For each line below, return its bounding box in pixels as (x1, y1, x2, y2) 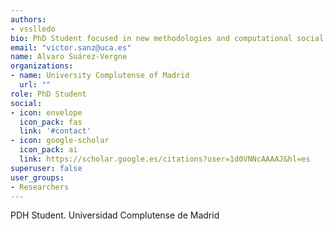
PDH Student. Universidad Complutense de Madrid (10, 209, 220, 221)
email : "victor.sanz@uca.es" (10, 42, 132, 53)
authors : (10, 14, 47, 25)
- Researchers (10, 182, 70, 192)
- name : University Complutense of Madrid (10, 71, 190, 81)
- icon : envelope (10, 107, 83, 118)
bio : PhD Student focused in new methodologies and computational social (10, 33, 325, 43)
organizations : (10, 61, 74, 71)
